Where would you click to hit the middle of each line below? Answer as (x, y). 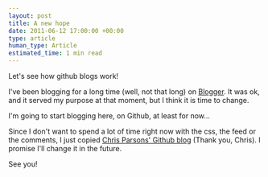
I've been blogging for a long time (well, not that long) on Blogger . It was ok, (134, 92)
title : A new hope (39, 23)
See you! (23, 164)
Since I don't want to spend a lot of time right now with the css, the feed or (132, 131)
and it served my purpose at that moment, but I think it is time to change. (129, 100)
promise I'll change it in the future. (65, 148)
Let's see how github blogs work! (64, 76)
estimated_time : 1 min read (56, 53)
